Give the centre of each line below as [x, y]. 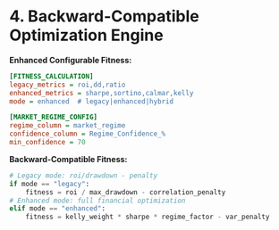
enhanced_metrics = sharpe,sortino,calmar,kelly [101, 93]
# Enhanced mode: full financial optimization [97, 201]
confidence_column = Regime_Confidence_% [88, 134]
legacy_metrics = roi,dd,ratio [68, 85]
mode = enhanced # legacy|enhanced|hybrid [92, 101]
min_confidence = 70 [48, 143]
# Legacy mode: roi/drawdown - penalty [84, 176]
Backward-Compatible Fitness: [68, 159]
